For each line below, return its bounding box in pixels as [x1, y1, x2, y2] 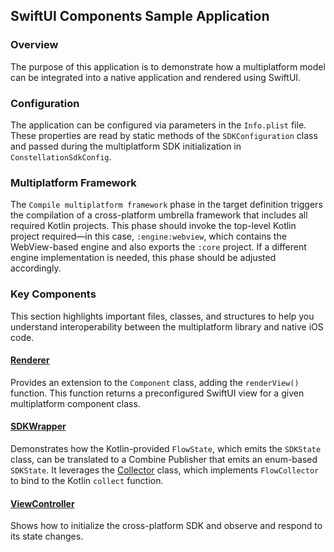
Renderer [10, 354, 50, 366]
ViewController [10, 497, 75, 509]
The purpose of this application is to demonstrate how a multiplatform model [10, 60, 326, 73]
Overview [10, 38, 59, 52]
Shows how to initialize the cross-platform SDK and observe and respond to [10, 520, 323, 532]
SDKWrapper [10, 420, 67, 433]
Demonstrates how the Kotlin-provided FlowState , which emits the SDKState [10, 442, 322, 454]
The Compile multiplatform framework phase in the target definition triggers [10, 199, 323, 211]
